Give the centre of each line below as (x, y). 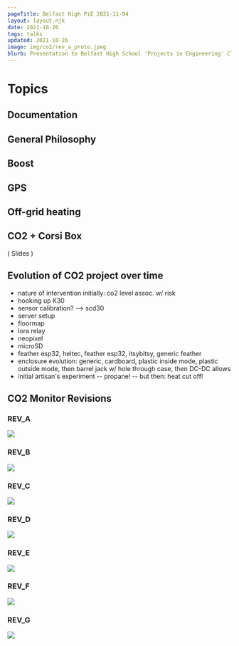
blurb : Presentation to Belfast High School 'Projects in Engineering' (116, 54)
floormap (31, 323)
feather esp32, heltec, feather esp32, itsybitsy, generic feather (110, 353)
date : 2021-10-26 (33, 27)
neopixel (30, 338)
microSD (30, 345)
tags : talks (25, 34)
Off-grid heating (44, 212)
